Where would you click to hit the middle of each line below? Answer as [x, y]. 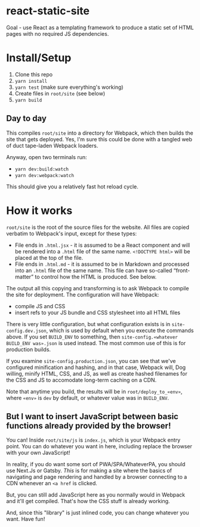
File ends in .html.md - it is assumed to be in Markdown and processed [102, 264]
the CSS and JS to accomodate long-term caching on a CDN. [81, 380]
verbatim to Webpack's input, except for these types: [72, 233]
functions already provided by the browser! [89, 426]
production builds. [29, 349]
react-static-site [48, 11]
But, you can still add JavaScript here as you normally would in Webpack [96, 495]
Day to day [26, 118]
